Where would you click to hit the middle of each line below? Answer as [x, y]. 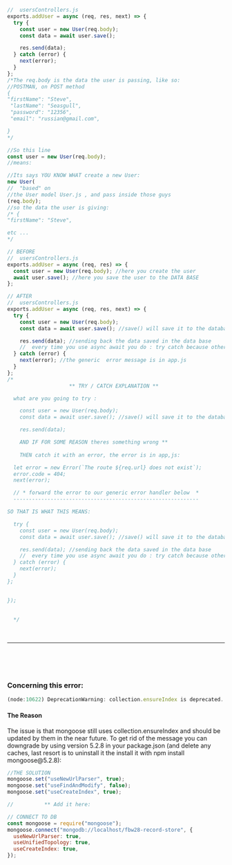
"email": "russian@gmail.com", [55, 119]
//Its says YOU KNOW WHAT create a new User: [74, 175]
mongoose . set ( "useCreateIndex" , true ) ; [65, 792]
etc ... [18, 233]
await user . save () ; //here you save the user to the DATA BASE [106, 277]
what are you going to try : [55, 398]
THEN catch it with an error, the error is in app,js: [100, 455]
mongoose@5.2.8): [35, 760]
